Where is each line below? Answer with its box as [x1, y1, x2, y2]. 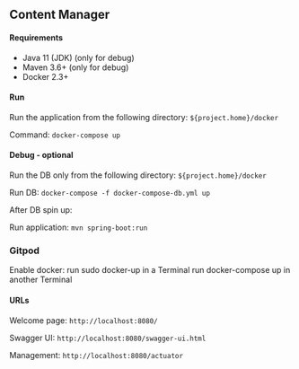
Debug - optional [9, 150, 74, 161]
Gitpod [9, 244, 40, 257]
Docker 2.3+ [22, 71, 69, 82]
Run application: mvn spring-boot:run [9, 222, 148, 233]
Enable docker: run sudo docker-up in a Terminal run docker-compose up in [9, 265, 291, 276]
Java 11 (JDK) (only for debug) [22, 52, 135, 63]
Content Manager [9, 7, 110, 22]
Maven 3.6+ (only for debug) [22, 62, 129, 73]
